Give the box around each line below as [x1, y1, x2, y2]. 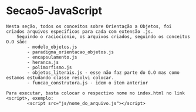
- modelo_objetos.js [27, 44, 77, 50]
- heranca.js [27, 59, 59, 65]
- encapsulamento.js [27, 54, 77, 60]
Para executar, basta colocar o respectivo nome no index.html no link [6, 90, 185, 96]
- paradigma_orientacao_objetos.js [27, 49, 114, 55]
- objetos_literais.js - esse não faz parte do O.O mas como [27, 69, 180, 76]
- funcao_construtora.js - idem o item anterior [27, 80, 148, 86]
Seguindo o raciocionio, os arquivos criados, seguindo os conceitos [16, 33, 191, 39]
